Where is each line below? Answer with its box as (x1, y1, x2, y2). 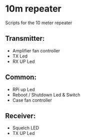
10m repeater (5, 3, 61, 15)
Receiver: (5, 111, 36, 120)
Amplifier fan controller (12, 47, 60, 53)
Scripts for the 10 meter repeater (5, 20, 72, 26)
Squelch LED (12, 125, 39, 131)
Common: (5, 73, 36, 82)
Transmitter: (5, 34, 45, 43)
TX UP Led (12, 130, 35, 136)
